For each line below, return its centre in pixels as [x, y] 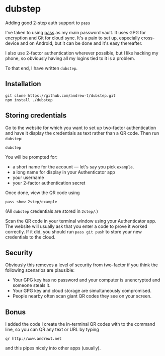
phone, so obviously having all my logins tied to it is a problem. [70, 58]
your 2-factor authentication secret [49, 183]
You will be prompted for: [31, 157]
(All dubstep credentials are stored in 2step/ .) [52, 211]
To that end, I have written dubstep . [42, 68]
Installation [23, 84]
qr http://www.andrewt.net [33, 339]
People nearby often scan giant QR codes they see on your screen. [82, 296]
